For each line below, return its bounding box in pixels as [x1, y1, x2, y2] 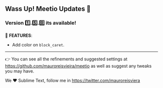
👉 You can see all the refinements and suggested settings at [5, 56, 128, 62]
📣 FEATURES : [5, 32, 33, 38]
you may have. [5, 68, 34, 74]
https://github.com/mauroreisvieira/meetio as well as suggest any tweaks [5, 63, 152, 69]
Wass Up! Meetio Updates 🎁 [5, 5, 91, 13]
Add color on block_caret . [12, 42, 65, 47]
